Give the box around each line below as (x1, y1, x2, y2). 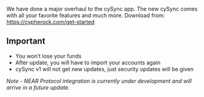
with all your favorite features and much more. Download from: (6, 12, 165, 19)
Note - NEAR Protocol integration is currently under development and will (6, 77, 192, 85)
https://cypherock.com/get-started (6, 18, 95, 25)
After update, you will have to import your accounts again (15, 58, 161, 66)
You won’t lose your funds (15, 52, 82, 60)
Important (6, 36, 45, 47)
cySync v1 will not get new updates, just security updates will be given (15, 65, 194, 72)
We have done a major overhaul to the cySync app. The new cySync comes (6, 6, 198, 12)
